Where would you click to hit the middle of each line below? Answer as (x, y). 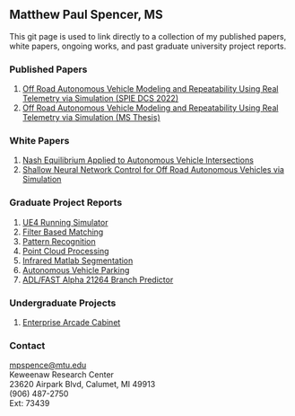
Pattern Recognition (59, 241)
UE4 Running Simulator (65, 222)
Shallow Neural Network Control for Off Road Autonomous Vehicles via (153, 170)
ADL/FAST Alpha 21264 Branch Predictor (98, 279)
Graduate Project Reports (66, 203)
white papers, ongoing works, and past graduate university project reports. (148, 46)
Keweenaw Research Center (62, 375)
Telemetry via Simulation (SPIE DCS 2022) (100, 99)
